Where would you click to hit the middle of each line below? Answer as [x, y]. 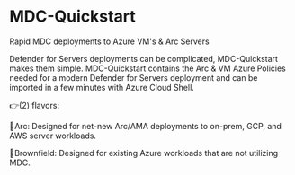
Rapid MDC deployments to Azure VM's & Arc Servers [109, 41]
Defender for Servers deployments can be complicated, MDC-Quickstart [144, 58]
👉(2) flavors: [35, 105]
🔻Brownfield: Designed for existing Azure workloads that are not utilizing [144, 153]
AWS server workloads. [53, 136]
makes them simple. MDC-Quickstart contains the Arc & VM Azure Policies [147, 68]
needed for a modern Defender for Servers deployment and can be [134, 77]
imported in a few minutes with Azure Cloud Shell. [102, 87]
